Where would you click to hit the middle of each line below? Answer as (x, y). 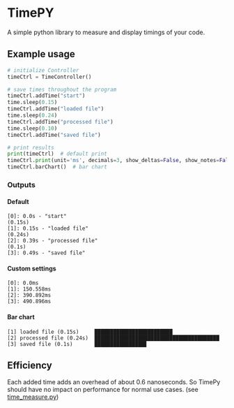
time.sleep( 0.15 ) (32, 103)
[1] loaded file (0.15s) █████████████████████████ (90, 332)
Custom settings (32, 268)
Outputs (22, 184)
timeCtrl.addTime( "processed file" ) (60, 122)
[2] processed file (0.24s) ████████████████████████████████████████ (113, 338)
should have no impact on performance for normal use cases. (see (103, 390)
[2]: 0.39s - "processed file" (53, 241)
